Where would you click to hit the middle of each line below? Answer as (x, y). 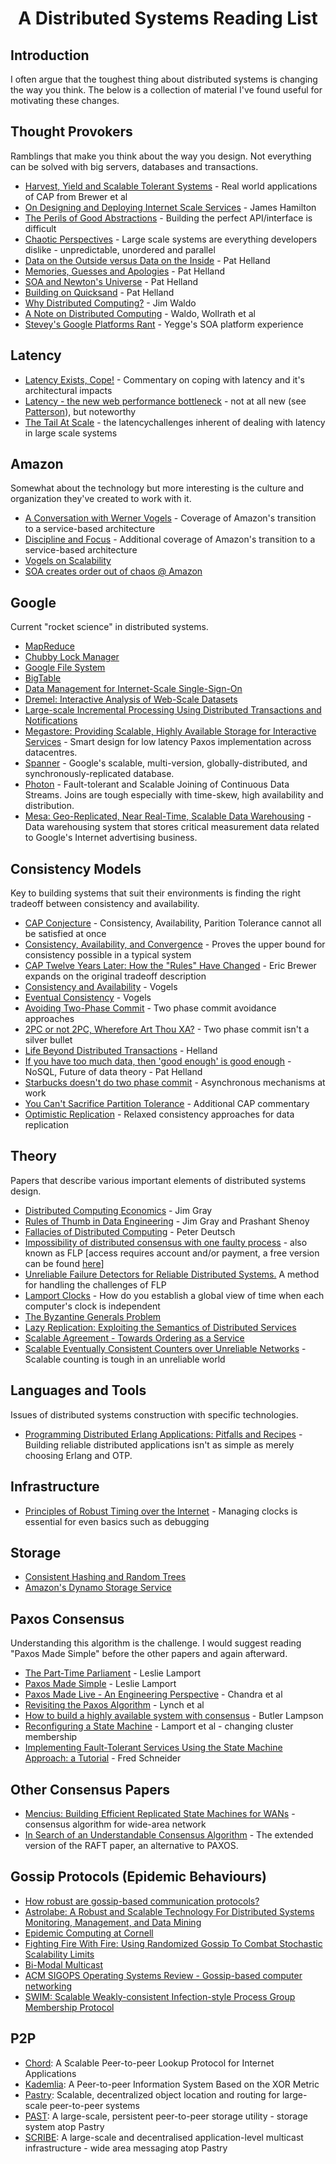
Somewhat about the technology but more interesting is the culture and (157, 488)
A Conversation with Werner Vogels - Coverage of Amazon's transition (170, 518)
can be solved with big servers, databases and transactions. (134, 166)
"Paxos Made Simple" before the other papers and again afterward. (149, 1654)
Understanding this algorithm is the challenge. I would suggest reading (156, 1643)
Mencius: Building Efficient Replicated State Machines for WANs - (160, 1813)
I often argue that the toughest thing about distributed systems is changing (164, 79)
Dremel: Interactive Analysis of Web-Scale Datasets (131, 699)
